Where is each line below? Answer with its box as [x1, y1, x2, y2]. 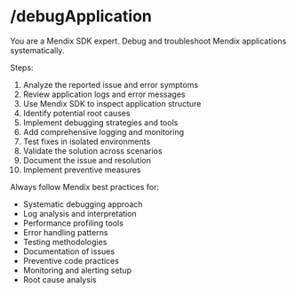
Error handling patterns [22, 226, 108, 237]
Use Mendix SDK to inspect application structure [22, 98, 202, 108]
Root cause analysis [22, 274, 97, 285]
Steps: [10, 62, 34, 73]
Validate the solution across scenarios [22, 145, 163, 156]
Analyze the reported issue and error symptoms [22, 79, 199, 90]
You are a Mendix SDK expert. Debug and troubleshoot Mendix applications [10, 36, 287, 46]
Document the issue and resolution [22, 155, 152, 165]
